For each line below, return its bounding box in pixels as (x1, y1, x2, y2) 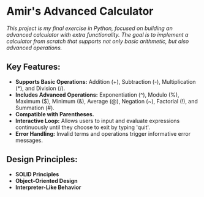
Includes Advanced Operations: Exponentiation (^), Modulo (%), (15, 91, 179, 98)
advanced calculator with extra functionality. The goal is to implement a (6, 31, 189, 38)
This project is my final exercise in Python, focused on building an (6, 24, 173, 32)
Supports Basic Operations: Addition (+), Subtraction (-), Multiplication (15, 78, 196, 85)
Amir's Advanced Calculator (6, 4, 154, 18)
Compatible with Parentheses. (15, 110, 95, 117)
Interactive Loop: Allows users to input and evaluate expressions (15, 117, 180, 124)
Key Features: (6, 62, 61, 72)
